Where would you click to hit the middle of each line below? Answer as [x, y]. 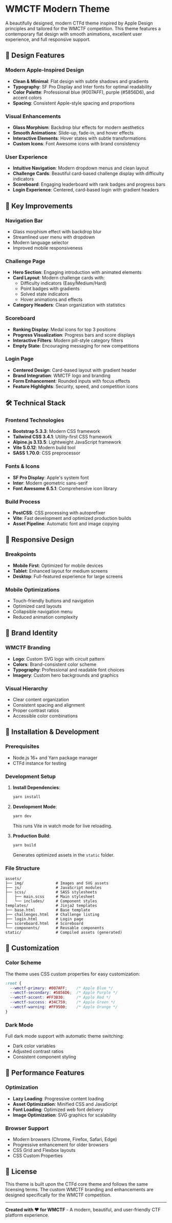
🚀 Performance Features [45, 1073]
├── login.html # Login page [44, 919]
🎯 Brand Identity [31, 633]
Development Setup [30, 776]
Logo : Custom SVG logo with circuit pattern [59, 659]
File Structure [23, 868]
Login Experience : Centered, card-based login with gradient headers [86, 190]
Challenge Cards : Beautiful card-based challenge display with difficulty [88, 173]
